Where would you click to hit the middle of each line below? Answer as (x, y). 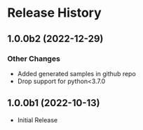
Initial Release (38, 120)
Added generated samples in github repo (77, 73)
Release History (54, 13)
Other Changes (34, 59)
